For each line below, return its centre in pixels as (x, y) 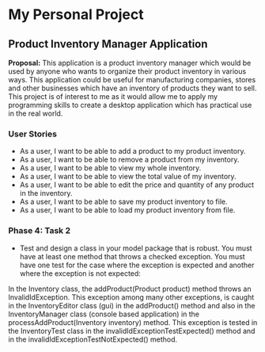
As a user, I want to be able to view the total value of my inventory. (128, 177)
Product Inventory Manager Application (108, 44)
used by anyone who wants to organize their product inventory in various (127, 71)
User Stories (33, 134)
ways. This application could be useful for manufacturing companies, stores (132, 80)
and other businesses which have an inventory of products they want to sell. (132, 88)
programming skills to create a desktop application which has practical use (130, 105)
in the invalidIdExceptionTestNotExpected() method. (93, 339)
